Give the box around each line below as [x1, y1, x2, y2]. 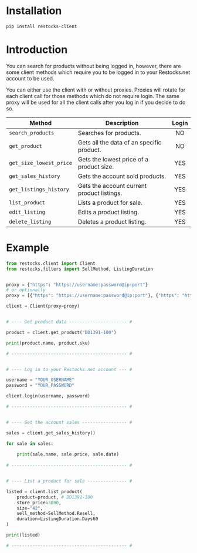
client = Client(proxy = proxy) [6, 304, 80, 309]
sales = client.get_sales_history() [6, 430, 96, 436]
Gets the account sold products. [77, 172, 166, 180]
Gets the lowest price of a [77, 155, 148, 163]
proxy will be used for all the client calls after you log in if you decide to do [6, 99, 186, 106]
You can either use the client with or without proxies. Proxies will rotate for [6, 86, 186, 93]
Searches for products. [77, 129, 141, 137]
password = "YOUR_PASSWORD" [6, 383, 75, 389]
